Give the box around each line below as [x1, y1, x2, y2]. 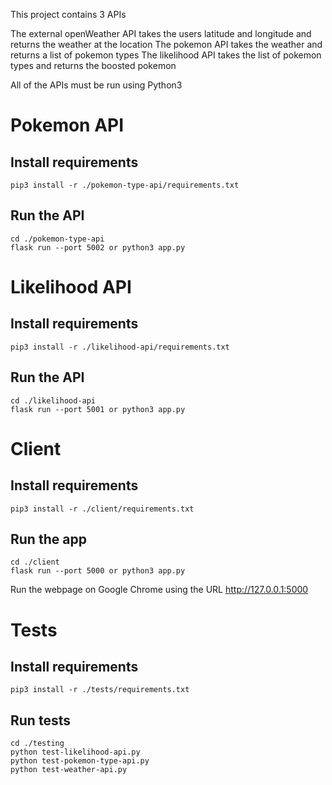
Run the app [10, 531, 87, 548]
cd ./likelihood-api [10, 395, 97, 406]
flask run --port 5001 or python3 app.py [10, 404, 186, 414]
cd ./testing [10, 739, 65, 749]
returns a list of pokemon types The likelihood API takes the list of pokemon [10, 49, 322, 61]
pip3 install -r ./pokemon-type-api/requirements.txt [10, 180, 240, 190]
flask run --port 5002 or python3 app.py [10, 242, 186, 253]
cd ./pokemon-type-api [10, 234, 105, 244]
